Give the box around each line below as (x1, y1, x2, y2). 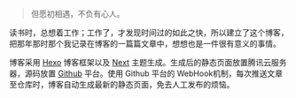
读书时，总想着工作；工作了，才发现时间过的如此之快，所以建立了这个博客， (9, 27, 289, 38)
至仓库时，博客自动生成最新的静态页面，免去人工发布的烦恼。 (9, 79, 235, 89)
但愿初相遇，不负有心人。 (30, 9, 125, 19)
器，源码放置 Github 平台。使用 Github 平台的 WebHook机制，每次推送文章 (9, 68, 284, 79)
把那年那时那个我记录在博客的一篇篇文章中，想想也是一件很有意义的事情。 (9, 39, 281, 49)
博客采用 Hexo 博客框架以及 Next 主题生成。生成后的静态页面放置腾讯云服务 (9, 57, 287, 67)
